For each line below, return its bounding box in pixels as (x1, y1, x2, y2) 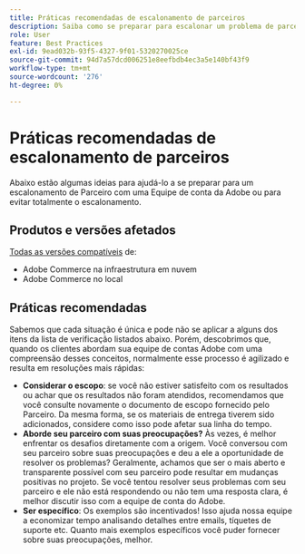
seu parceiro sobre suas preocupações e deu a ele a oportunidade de (22, 448, 284, 459)
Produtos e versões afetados (9, 222, 177, 238)
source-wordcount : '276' (9, 73, 103, 82)
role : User (9, 30, 51, 39)
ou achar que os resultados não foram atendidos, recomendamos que (22, 390, 284, 401)
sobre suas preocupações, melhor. (22, 534, 152, 545)
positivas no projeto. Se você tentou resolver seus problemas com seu (22, 477, 287, 488)
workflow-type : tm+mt (9, 64, 92, 73)
